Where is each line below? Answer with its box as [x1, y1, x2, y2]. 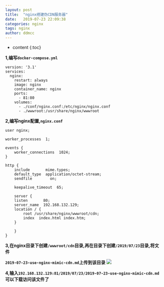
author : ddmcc [5, 31, 35, 36]
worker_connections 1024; [14, 150, 70, 155]
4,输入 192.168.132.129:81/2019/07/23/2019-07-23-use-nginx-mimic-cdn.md [5, 270, 159, 276]
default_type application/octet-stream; [14, 172, 101, 177]
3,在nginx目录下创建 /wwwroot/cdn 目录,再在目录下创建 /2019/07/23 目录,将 [5, 242, 155, 248]
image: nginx [14, 82, 41, 87]
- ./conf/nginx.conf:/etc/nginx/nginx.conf [18, 104, 111, 109]
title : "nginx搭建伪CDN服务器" [5, 12, 68, 17]
